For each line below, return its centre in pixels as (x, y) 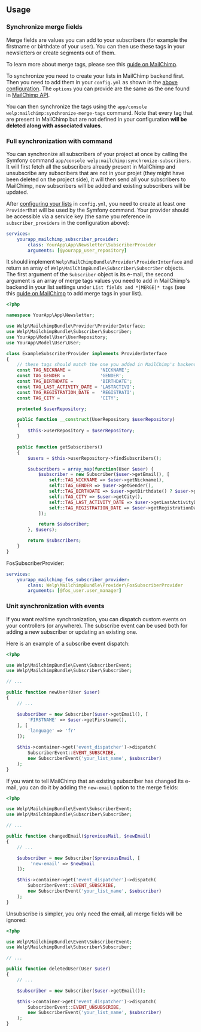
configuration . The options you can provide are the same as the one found (98, 88)
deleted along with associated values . (54, 126)
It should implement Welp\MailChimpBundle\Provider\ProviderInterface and (100, 262)
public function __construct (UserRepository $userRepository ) (96, 420)
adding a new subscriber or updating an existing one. (72, 632)
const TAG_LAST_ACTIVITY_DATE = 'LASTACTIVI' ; (76, 387)
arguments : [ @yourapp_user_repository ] (77, 251)
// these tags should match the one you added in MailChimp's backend (107, 365)
